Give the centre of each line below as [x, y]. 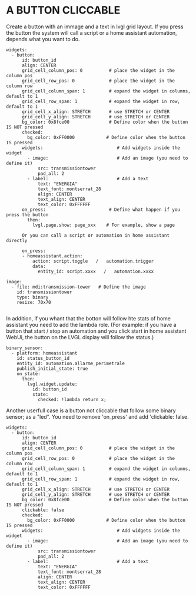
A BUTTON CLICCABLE [63, 10]
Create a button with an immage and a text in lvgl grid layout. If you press [95, 27]
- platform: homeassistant [44, 353]
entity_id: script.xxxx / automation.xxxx [96, 271]
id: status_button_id [43, 358]
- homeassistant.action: [52, 256]
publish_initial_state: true [52, 369]
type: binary [33, 297]
